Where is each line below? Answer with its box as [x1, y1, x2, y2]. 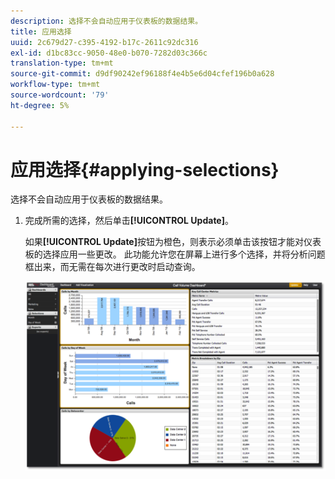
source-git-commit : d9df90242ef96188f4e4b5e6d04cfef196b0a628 [10, 69, 275, 79]
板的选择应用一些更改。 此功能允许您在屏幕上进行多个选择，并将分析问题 [24, 248, 326, 260]
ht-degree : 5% [10, 100, 70, 110]
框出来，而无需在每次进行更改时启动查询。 [24, 261, 201, 273]
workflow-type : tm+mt [10, 80, 101, 90]
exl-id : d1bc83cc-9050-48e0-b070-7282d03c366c [10, 48, 208, 58]
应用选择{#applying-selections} [10, 158, 280, 181]
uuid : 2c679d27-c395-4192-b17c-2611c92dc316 [10, 37, 199, 47]
